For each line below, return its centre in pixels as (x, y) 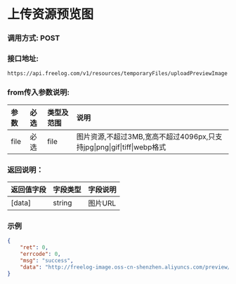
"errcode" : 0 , (40, 254)
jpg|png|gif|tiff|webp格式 (125, 147)
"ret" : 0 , (34, 248)
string (63, 203)
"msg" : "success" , (47, 260)
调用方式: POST (34, 38)
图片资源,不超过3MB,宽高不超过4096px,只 (146, 136)
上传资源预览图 (51, 14)
